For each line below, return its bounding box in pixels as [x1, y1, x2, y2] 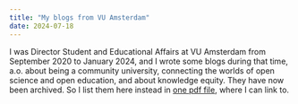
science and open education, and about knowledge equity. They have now [9, 74, 285, 85]
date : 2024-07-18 [9, 22, 74, 30]
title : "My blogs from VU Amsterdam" [9, 13, 150, 22]
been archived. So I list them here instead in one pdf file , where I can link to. [9, 84, 289, 95]
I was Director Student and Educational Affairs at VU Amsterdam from [9, 46, 267, 56]
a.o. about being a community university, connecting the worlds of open [9, 65, 276, 76]
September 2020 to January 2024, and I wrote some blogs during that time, [9, 56, 289, 66]
